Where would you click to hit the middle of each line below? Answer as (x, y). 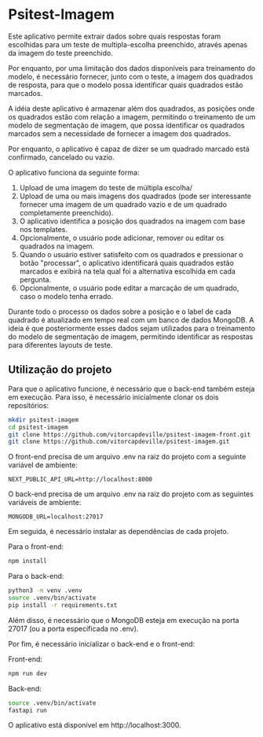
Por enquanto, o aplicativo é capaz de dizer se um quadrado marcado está (129, 149)
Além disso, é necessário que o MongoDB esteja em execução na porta (124, 620)
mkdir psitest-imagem (44, 420)
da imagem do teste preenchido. (61, 53)
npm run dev (27, 673)
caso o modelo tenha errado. (66, 296)
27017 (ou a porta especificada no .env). (73, 628)
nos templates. (44, 229)
